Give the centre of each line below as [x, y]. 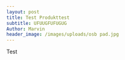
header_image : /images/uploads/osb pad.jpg [63, 35]
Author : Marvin [26, 29]
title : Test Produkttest [38, 18]
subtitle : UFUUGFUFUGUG [37, 23]
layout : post [23, 12]
